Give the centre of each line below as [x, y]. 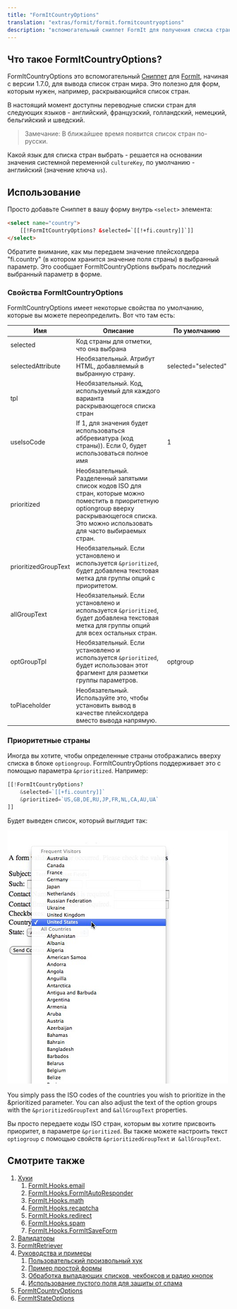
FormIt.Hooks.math [56, 1200]
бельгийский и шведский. [46, 120]
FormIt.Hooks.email [56, 1185]
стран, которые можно [110, 493]
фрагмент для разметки [112, 673]
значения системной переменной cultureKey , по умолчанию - [101, 163]
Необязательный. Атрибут [115, 358]
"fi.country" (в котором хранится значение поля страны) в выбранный [113, 259]
